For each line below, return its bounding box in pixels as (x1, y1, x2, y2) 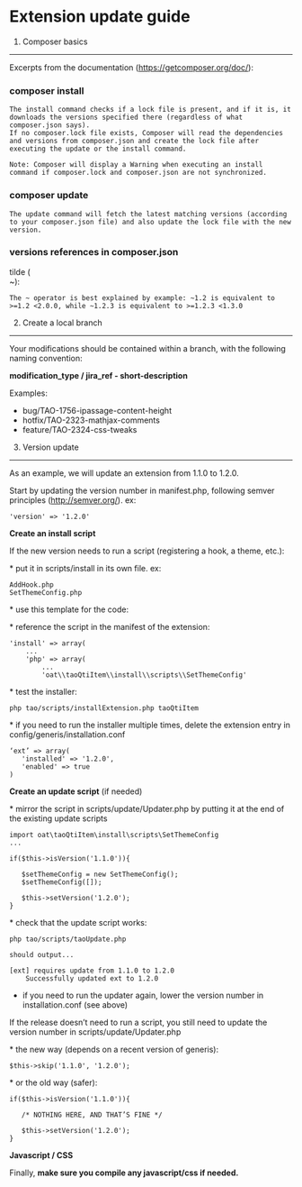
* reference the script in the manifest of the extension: (9, 621, 210, 632)
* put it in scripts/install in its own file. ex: (9, 562, 162, 573)
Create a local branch (22, 317, 102, 328)
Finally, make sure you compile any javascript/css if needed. (9, 1167, 239, 1178)
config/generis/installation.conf (9, 728, 126, 740)
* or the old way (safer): (9, 1077, 98, 1088)
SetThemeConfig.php (9, 588, 83, 597)
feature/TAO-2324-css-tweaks (22, 424, 138, 434)
